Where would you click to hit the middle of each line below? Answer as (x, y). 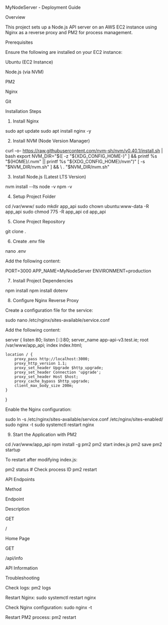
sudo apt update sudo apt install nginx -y (48, 131)
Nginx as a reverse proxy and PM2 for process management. (69, 32)
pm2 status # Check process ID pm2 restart (51, 469)
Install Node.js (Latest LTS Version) (49, 177)
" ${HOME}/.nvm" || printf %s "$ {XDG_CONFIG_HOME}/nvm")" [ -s (75, 161)
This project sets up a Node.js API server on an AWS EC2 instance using (81, 27)
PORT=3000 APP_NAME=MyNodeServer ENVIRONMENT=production (78, 271)
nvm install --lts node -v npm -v (39, 187)
